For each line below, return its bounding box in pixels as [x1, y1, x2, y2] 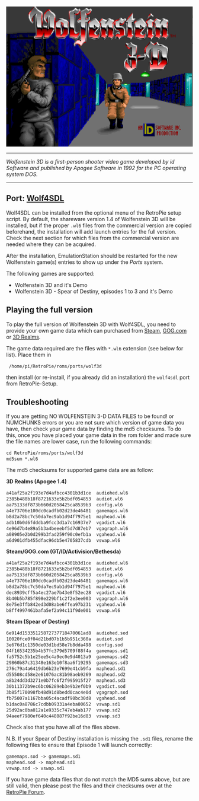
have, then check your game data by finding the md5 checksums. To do [6, 425, 182, 433]
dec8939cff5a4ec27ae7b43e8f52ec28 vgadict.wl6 [6, 590, 126, 596]
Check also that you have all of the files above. [6, 724, 120, 731]
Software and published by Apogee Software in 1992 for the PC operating [6, 164, 187, 171]
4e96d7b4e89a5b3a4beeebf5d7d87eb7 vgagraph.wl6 [6, 526, 129, 532]
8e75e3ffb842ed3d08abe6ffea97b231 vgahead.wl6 [6, 602, 126, 608]
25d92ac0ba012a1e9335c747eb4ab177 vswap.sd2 [6, 707, 120, 713]
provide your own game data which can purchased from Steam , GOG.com [6, 327, 187, 334]
